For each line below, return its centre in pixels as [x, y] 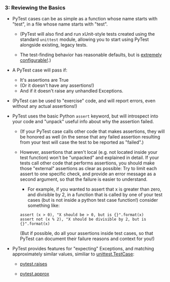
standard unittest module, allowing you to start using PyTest [84, 39]
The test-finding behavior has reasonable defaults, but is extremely [91, 55]
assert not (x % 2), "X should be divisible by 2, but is [83, 219]
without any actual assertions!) [45, 106]
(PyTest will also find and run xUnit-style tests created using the [87, 34]
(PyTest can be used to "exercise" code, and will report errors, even [84, 101]
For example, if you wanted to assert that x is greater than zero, [94, 189]
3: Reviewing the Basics [35, 8]
